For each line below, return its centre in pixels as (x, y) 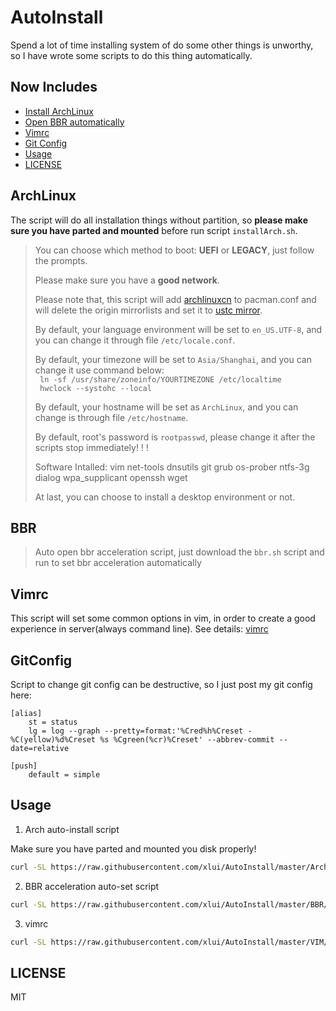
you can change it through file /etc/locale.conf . (135, 340)
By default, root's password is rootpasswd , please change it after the (175, 437)
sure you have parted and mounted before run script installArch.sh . (154, 230)
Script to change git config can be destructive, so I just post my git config (161, 684)
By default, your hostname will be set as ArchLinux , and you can (166, 407)
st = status (53, 722)
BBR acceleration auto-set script (92, 886)
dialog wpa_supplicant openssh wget (111, 477)
